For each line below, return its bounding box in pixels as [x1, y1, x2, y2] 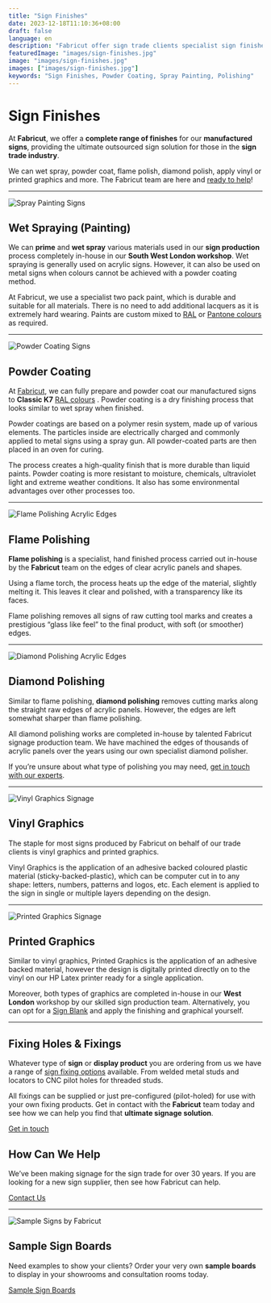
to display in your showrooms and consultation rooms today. [8, 1269, 209, 1279]
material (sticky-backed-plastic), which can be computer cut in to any [8, 871, 240, 880]
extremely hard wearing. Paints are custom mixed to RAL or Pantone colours [8, 310, 262, 319]
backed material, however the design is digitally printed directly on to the [8, 965, 251, 975]
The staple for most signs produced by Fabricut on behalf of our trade [8, 838, 241, 848]
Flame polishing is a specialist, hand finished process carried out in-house [8, 554, 258, 563]
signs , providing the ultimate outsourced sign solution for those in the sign [8, 142, 256, 152]
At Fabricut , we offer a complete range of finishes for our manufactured [8, 133, 252, 143]
